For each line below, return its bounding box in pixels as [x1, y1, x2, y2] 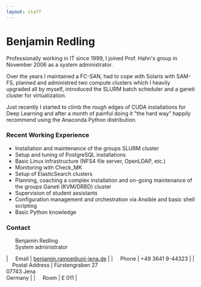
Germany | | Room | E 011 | [6, 274, 77, 282]
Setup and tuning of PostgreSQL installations [14, 151, 126, 158]
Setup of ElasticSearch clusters [14, 170, 93, 177]
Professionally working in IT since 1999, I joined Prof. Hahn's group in [6, 55, 178, 62]
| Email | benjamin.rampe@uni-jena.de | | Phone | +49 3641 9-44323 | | [6, 255, 195, 262]
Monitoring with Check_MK [14, 163, 82, 171]
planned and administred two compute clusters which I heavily [16, 79, 170, 86]
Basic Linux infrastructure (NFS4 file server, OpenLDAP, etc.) [14, 157, 166, 165]
